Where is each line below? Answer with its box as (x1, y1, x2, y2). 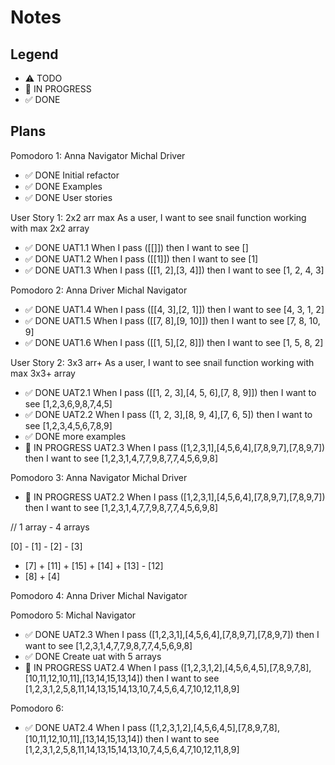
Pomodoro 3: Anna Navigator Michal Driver (10, 471, 188, 483)
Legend (10, 46, 59, 63)
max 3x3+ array (10, 367, 76, 379)
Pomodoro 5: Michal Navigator (10, 609, 137, 621)
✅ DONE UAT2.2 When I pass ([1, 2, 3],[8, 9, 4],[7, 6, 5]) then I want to (24, 408, 313, 420)
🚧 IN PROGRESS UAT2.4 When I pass (24, 661, 179, 673)
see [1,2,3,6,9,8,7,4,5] (24, 397, 113, 410)
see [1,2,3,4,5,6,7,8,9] (24, 419, 113, 431)
